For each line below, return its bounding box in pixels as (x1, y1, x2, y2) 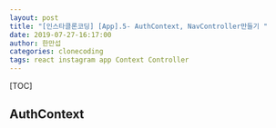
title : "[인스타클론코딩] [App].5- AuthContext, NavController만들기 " (9, 22, 269, 31)
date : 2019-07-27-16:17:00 (9, 30, 112, 39)
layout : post (9, 13, 59, 23)
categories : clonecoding (9, 47, 104, 56)
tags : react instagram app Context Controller (9, 55, 189, 64)
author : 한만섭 (9, 38, 62, 48)
